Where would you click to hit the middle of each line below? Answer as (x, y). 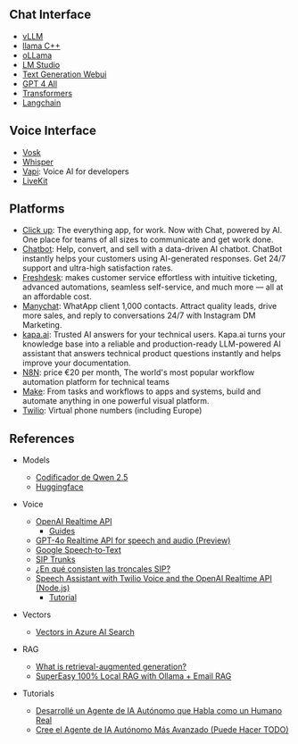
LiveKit (35, 180)
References (42, 438)
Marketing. (42, 325)
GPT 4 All (40, 83)
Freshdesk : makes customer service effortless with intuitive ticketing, (149, 278)
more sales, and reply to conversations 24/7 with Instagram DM (139, 315)
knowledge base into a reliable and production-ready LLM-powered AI (151, 344)
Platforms (37, 209)
